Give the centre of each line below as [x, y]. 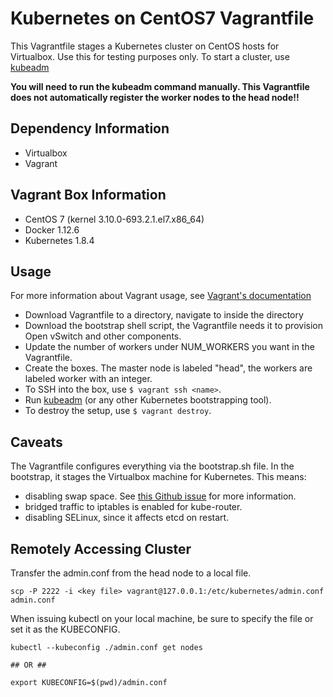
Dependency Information [90, 128]
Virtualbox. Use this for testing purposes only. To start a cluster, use [150, 56]
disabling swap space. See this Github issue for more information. [160, 496]
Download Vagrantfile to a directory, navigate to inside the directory [164, 315]
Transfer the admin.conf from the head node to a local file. [131, 573]
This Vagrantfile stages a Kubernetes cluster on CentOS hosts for [145, 46]
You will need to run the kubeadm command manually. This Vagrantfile [160, 86]
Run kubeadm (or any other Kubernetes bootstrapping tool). [148, 400]
